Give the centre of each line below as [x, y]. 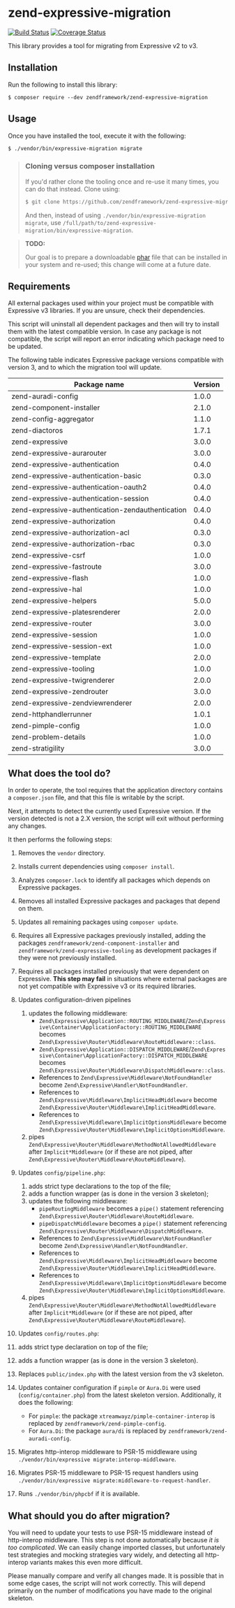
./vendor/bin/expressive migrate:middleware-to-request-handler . [114, 1480]
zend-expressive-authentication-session [80, 499]
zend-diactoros [37, 430]
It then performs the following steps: [60, 839]
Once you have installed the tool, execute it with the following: [97, 136]
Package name [99, 384]
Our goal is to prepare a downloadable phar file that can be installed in [126, 257]
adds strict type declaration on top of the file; [83, 1347]
